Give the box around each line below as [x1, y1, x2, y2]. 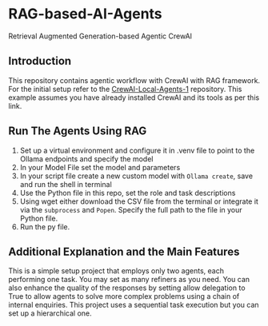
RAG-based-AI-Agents [8, 5, 162, 23]
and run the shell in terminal [19, 179, 112, 189]
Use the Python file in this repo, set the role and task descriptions [19, 188, 236, 197]
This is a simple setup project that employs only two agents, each [8, 266, 224, 276]
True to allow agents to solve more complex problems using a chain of [8, 292, 240, 301]
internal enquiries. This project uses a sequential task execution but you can [8, 300, 259, 310]
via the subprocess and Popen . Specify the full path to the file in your [19, 205, 242, 214]
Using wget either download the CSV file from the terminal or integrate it [19, 197, 258, 206]
